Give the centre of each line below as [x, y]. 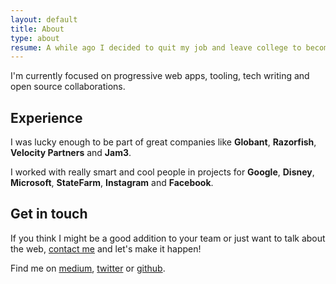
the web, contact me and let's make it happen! [106, 248]
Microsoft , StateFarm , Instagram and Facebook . [112, 183]
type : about [35, 38]
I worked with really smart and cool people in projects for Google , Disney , [162, 172]
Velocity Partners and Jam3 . [71, 153]
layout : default [44, 19]
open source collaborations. [68, 87]
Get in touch [49, 214]
